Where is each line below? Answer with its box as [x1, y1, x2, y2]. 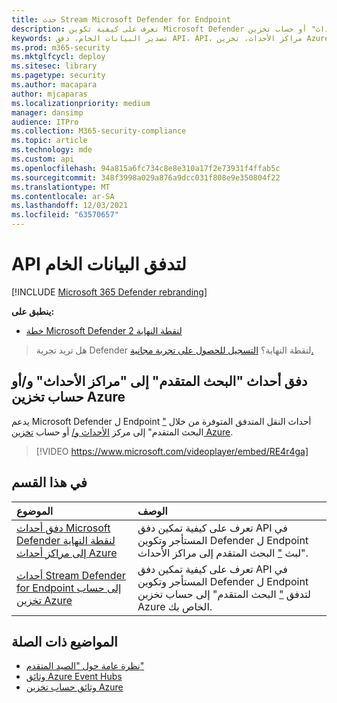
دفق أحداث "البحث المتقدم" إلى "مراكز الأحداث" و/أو [11, 373, 308, 390]
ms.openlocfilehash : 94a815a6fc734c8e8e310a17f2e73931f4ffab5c [11, 163, 281, 173]
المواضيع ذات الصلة [11, 633, 118, 650]
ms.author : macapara [11, 80, 98, 90]
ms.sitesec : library [11, 61, 98, 71]
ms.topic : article [11, 136, 88, 146]
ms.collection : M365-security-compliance [11, 126, 187, 136]
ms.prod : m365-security [11, 42, 111, 53]
